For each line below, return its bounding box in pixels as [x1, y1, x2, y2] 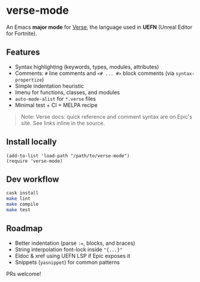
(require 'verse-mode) [6, 158, 63, 164]
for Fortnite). [6, 29, 37, 37]
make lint [6, 196, 31, 202]
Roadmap [6, 223, 43, 234]
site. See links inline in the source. [20, 119, 105, 127]
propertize [14, 77, 43, 83]
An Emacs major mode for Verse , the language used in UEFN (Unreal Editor [6, 23, 193, 31]
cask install [6, 190, 39, 196]
